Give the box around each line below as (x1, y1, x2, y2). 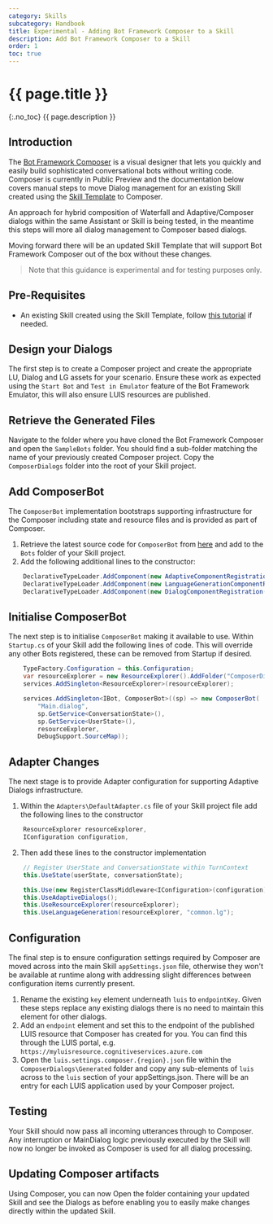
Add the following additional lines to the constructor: (19, 557, 197, 566)
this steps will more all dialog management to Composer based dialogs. (8, 225, 248, 235)
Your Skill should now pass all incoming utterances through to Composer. (8, 1125, 253, 1136)
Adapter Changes (8, 755, 100, 769)
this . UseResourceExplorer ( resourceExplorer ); (23, 901, 180, 909)
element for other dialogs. (19, 1011, 107, 1021)
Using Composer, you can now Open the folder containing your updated (8, 1188, 250, 1198)
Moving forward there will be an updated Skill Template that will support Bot (8, 240, 262, 250)
